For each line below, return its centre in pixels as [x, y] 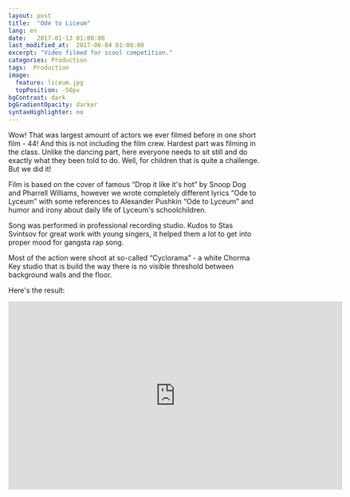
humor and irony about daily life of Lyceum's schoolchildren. [108, 210]
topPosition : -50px [48, 90]
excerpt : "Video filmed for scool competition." [90, 53]
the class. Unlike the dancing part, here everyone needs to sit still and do [128, 152]
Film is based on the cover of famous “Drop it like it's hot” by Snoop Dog [127, 184]
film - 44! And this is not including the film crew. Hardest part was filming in [132, 143]
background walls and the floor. [60, 275]
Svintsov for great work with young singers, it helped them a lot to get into [130, 234]
